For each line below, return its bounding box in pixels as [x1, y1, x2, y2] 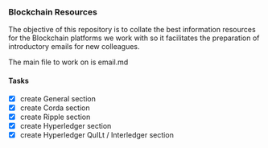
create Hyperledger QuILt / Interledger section [19, 129, 175, 139]
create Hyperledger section [19, 121, 112, 130]
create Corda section [19, 103, 90, 113]
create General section [19, 93, 97, 103]
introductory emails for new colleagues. [8, 42, 140, 51]
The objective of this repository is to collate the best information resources [8, 25, 256, 35]
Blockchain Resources [8, 6, 98, 18]
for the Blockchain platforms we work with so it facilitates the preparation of [8, 33, 260, 43]
